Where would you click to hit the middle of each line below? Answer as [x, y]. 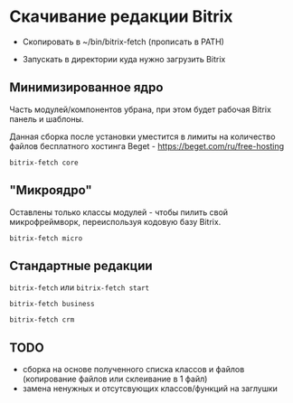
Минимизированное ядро [86, 88]
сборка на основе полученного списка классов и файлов [133, 370]
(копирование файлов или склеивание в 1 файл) [115, 379]
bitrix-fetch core [44, 163]
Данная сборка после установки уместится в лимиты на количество [142, 136]
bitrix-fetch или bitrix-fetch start [80, 287]
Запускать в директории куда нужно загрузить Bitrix [124, 59]
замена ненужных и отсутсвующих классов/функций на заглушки [150, 389]
